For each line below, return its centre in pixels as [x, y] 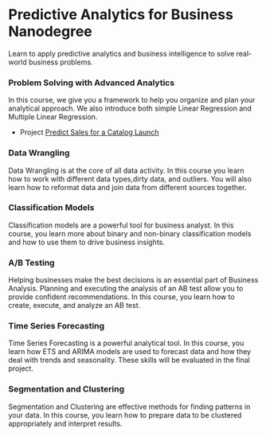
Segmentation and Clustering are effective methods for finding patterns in [129, 407]
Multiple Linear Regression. [53, 117]
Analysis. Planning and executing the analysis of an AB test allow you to [126, 289]
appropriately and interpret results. [65, 423]
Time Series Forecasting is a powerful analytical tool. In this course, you [126, 343]
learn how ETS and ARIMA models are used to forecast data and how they [130, 352]
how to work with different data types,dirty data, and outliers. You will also [130, 179]
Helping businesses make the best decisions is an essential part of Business [133, 280]
